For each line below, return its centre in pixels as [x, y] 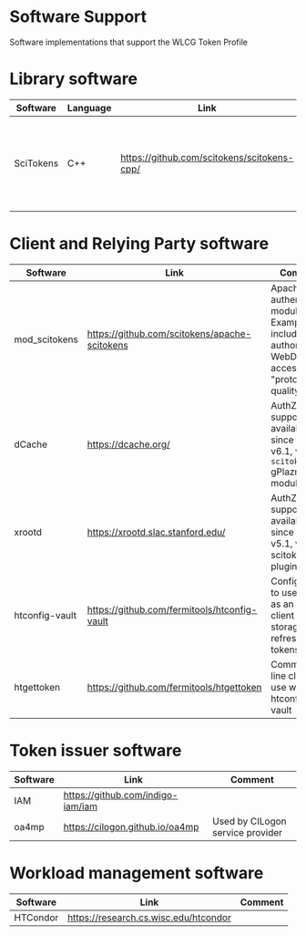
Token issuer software [96, 751]
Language [89, 108]
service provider [248, 832]
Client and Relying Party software [139, 244]
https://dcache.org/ [128, 444]
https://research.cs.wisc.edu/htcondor [149, 917]
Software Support [78, 17]
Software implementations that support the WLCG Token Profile [129, 42]
